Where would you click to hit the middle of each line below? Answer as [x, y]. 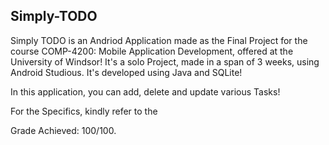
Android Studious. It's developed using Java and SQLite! [126, 72]
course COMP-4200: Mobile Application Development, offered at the [152, 51]
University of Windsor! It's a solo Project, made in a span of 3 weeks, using [165, 61]
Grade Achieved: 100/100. [63, 130]
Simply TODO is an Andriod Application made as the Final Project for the [159, 40]
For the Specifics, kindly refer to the [84, 111]
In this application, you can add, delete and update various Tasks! [145, 91]
